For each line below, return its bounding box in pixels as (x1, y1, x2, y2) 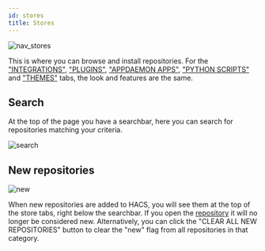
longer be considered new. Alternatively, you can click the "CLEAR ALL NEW (8, 217, 257, 226)
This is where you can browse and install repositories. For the (8, 56, 209, 66)
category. (8, 234, 40, 243)
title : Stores (8, 19, 55, 27)
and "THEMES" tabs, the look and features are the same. (8, 73, 194, 82)
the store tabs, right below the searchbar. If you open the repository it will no (8, 208, 258, 218)
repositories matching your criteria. (8, 125, 123, 135)
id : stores (8, 11, 44, 20)
